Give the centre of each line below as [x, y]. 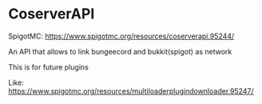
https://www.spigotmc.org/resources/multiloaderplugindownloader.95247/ [131, 91]
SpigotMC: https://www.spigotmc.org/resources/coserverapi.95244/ [121, 36]
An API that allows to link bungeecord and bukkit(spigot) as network [120, 51]
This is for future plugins [49, 67]
